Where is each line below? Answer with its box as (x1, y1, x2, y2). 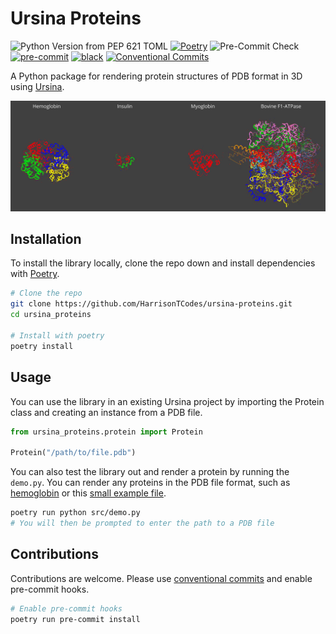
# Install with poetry (10, 330, 105, 341)
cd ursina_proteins (10, 310, 92, 320)
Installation (10, 231, 82, 248)
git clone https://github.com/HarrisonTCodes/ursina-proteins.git (10, 299, 293, 309)
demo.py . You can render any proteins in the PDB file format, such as (10, 477, 291, 489)
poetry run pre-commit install (10, 614, 141, 624)
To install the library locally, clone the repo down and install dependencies (10, 257, 316, 269)
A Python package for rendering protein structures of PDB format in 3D (10, 70, 303, 82)
